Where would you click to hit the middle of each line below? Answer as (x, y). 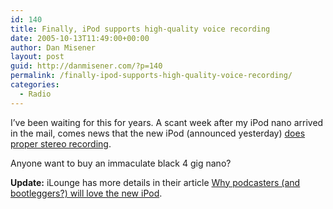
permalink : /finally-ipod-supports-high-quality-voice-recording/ (151, 76)
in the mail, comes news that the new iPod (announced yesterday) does (158, 133)
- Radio (35, 94)
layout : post (37, 57)
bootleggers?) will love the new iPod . (86, 193)
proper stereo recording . (61, 143)
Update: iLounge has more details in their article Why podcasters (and (155, 182)
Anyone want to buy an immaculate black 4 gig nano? (121, 163)
